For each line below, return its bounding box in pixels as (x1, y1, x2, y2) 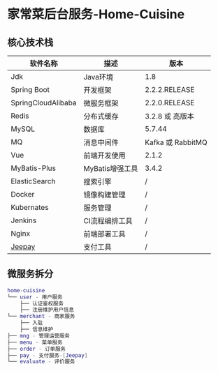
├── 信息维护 (20, 326, 54, 333)
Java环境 (83, 73, 114, 82)
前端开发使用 (83, 151, 126, 160)
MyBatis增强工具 (83, 164, 138, 173)
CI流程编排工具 (83, 216, 133, 225)
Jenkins (10, 215, 37, 225)
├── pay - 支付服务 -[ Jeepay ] (7, 351, 88, 359)
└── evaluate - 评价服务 (7, 358, 75, 365)
